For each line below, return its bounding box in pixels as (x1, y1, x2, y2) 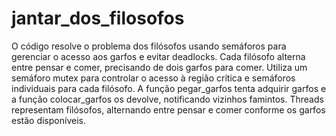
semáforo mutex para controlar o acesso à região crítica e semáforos (11, 72, 296, 84)
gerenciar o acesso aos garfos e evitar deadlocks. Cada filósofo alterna (11, 50, 306, 62)
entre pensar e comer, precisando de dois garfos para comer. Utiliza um (11, 61, 308, 73)
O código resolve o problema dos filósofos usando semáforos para (11, 40, 287, 52)
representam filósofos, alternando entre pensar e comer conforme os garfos (11, 103, 326, 116)
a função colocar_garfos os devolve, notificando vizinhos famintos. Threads (11, 93, 324, 105)
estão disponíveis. (11, 114, 86, 126)
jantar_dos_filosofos (11, 7, 185, 30)
